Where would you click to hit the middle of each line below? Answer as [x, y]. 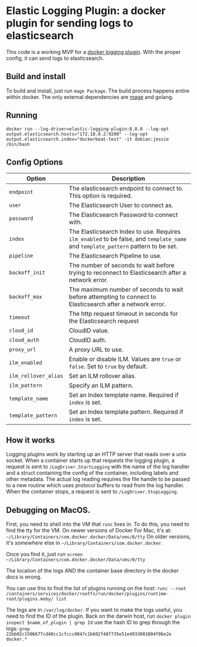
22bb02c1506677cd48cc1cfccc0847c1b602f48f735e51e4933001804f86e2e [89, 634]
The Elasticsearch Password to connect [123, 215]
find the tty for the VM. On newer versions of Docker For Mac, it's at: [89, 530]
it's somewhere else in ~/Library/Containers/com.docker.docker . [84, 543]
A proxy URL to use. [96, 350]
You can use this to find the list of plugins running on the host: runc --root [96, 588]
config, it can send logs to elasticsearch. [55, 58]
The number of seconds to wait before [122, 265]
